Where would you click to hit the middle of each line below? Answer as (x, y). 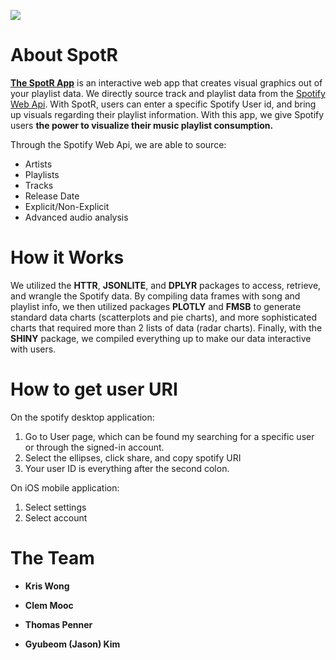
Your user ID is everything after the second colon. (127, 468)
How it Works (67, 257)
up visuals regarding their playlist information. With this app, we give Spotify (167, 114)
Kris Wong (47, 586)
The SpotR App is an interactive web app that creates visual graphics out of (166, 82)
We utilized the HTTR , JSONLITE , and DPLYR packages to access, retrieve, (166, 285)
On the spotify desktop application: (82, 417)
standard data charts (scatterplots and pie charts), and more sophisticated (163, 317)
